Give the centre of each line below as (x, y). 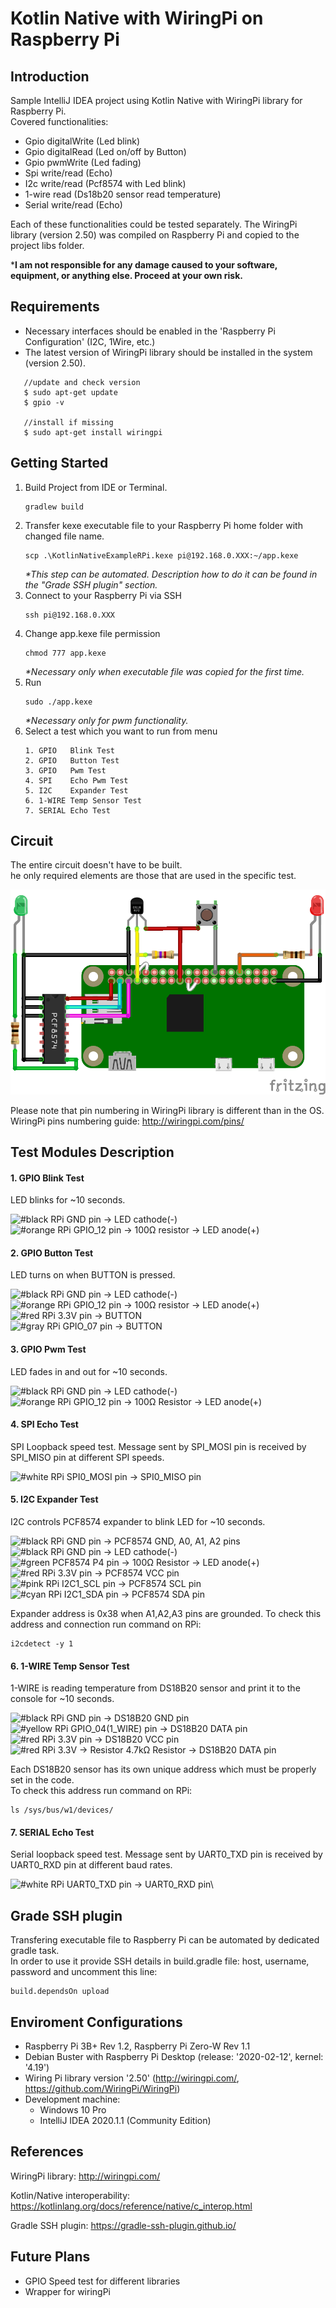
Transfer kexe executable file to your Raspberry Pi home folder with (163, 525)
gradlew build (54, 507)
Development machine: (72, 2099)
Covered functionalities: (59, 121)
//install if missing (68, 422)
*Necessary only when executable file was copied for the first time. (164, 671)
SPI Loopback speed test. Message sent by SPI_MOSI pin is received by (158, 1446)
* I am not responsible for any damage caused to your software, (144, 265)
